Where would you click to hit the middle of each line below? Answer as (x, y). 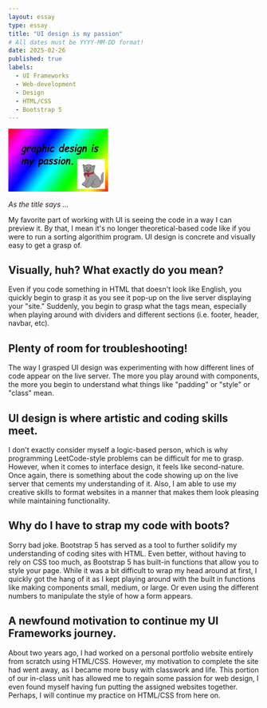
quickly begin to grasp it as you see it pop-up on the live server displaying (130, 298)
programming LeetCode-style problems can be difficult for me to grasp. (126, 458)
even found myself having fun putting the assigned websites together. (123, 686)
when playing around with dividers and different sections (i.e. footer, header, (133, 314)
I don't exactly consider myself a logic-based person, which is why (118, 450)
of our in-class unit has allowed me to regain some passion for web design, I (133, 678)
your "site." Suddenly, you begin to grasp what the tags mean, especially (128, 307)
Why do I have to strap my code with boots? (119, 526)
